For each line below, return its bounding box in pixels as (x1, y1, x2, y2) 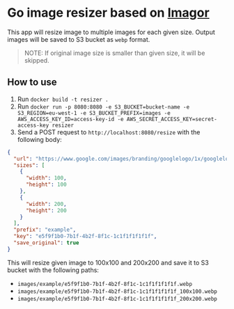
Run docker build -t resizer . (17, 95, 109, 103)
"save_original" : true (13, 239, 79, 246)
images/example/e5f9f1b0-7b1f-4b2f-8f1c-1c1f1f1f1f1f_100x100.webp (17, 287, 217, 295)
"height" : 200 (25, 207, 68, 214)
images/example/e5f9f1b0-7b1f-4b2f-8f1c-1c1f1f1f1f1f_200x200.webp (17, 295, 217, 302)
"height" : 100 (25, 181, 68, 189)
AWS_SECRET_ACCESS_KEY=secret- (126, 116, 217, 122)
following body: (17, 135, 63, 143)
